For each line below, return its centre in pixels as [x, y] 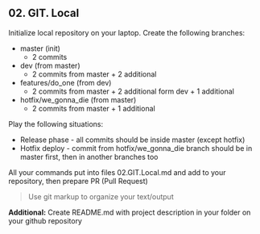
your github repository [45, 220]
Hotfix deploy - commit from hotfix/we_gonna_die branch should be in [136, 148]
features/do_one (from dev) [66, 82]
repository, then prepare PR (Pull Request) [78, 181]
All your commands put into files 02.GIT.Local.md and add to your [118, 172]
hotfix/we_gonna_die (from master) [78, 99]
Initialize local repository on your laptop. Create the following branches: [127, 32]
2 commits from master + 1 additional [93, 108]
